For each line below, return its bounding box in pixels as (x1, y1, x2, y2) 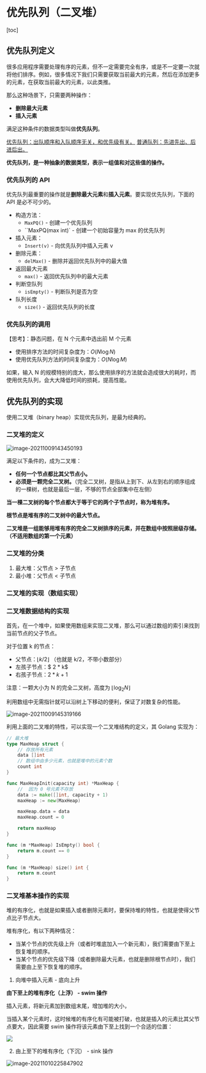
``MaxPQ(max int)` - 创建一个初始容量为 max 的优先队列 (24, 227, 166, 234)
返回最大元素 (15, 265, 48, 273)
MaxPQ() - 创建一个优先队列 (24, 219, 93, 227)
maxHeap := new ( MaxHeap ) (17, 797, 81, 803)
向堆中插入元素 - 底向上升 (15, 976, 81, 984)
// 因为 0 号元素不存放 (17, 786, 74, 792)
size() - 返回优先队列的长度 (24, 303, 95, 311)
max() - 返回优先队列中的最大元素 (24, 273, 109, 280)
